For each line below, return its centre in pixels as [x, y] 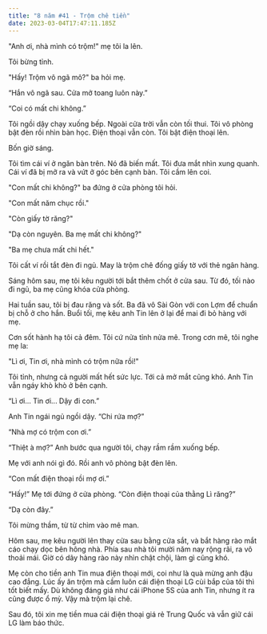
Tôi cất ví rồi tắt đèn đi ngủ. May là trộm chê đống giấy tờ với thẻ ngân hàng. [134, 265]
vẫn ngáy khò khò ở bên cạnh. [58, 385]
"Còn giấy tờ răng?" [41, 218]
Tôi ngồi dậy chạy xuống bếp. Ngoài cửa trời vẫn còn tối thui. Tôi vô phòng [131, 123]
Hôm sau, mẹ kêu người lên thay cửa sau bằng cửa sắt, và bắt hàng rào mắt [133, 540]
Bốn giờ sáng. [31, 147]
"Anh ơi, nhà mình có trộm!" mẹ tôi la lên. [76, 46]
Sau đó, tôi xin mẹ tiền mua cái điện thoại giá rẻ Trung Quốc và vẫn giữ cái [131, 614]
